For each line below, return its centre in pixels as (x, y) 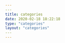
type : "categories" (25, 23)
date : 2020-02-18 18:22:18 (33, 19)
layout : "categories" (27, 28)
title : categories (24, 14)
